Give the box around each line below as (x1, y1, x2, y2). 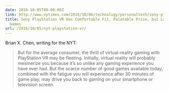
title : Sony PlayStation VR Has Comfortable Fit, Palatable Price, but (5, 17, 158, 22)
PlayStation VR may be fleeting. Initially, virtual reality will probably (17, 55, 156, 61)
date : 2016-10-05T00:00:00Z (5, 7, 64, 13)
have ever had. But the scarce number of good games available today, (17, 66, 163, 72)
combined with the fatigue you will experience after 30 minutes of (17, 71, 154, 77)
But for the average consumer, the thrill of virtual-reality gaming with (17, 50, 160, 56)
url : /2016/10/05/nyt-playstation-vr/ (5, 26, 87, 31)
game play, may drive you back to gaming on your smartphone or (17, 76, 153, 82)
